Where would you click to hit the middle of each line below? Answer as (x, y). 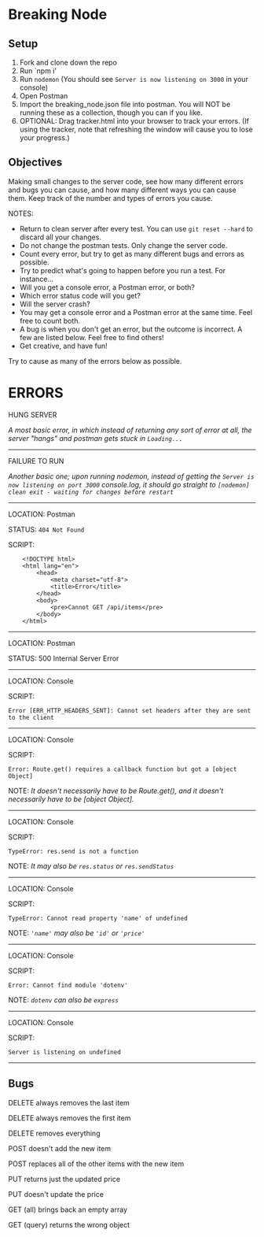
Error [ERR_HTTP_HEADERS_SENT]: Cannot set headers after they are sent (130, 710)
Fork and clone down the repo (68, 62)
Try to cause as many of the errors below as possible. (95, 361)
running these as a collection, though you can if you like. (111, 113)
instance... (36, 279)
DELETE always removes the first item (70, 1118)
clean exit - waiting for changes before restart (91, 492)
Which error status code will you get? (80, 295)
